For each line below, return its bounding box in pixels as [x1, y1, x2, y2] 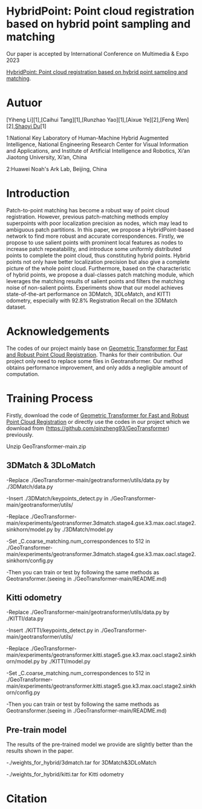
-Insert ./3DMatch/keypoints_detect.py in [6, 494, 109, 502]
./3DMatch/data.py [6, 483, 53, 490]
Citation [6, 792, 47, 806]
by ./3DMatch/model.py [54, 526, 114, 533]
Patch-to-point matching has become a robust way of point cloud [6, 206, 169, 213]
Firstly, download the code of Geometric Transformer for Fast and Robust [6, 411, 189, 419]
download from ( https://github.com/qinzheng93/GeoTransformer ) [6, 425, 170, 432]
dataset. [6, 303, 27, 311]
